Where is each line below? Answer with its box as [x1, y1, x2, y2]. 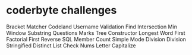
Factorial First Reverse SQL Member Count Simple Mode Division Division [6, 35, 186, 43]
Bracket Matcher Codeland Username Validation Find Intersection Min [6, 23, 177, 30]
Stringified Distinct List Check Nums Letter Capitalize [6, 42, 136, 49]
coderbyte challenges [6, 4, 117, 17]
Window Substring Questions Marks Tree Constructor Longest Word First [6, 29, 185, 36]
